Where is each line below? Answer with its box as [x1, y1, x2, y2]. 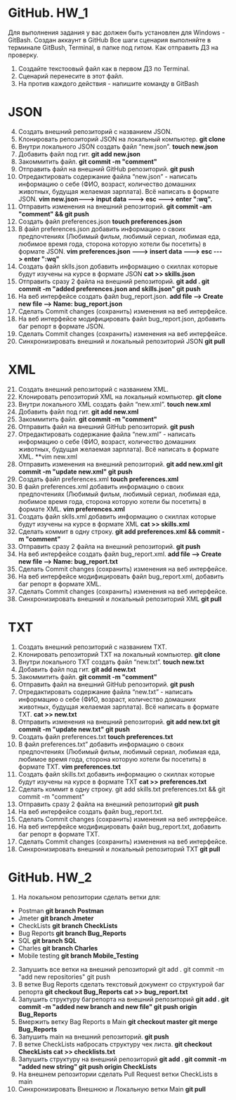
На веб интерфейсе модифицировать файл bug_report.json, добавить [18, 314, 226, 323]
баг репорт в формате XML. [18, 579, 102, 588]
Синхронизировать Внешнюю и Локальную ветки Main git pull [18, 1084, 206, 1093]
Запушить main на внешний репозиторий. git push [18, 1032, 169, 1041]
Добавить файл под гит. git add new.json [18, 149, 141, 158]
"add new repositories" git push [18, 972, 111, 981]
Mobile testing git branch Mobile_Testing [18, 951, 139, 960]
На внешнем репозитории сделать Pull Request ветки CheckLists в [18, 1070, 218, 1078]
